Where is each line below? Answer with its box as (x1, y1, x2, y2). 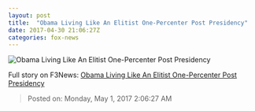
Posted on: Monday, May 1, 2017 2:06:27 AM (27, 94, 172, 103)
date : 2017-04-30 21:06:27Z (8, 26, 101, 34)
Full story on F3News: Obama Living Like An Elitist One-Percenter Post (8, 70, 238, 80)
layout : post (8, 11, 51, 20)
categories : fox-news (8, 33, 79, 42)
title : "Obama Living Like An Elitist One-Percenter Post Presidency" (8, 19, 248, 27)
